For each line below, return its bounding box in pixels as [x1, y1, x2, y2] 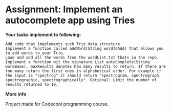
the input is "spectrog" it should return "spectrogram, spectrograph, [5, 73, 161, 78]
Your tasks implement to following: [5, 31, 81, 38]
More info [5, 91, 27, 97]
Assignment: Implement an [5, 4, 123, 15]
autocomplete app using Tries [5, 14, 135, 26]
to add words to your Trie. [5, 50, 66, 55]
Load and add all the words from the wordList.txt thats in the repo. [5, 55, 159, 60]
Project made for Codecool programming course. [5, 101, 109, 107]
